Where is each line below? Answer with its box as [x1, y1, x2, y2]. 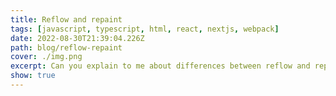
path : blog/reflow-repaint [10, 42, 123, 53]
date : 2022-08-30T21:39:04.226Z [10, 33, 145, 43]
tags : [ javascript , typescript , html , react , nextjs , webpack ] [10, 24, 280, 34]
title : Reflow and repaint [10, 14, 123, 25]
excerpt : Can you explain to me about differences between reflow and [10, 61, 311, 71]
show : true [10, 71, 56, 81]
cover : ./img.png [10, 52, 83, 62]
